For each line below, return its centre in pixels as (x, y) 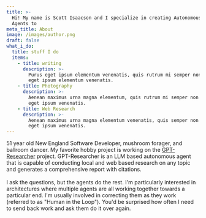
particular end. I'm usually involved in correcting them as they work (91, 195)
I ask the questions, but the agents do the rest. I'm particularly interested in (101, 182)
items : (20, 58)
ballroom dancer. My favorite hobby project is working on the (83, 150)
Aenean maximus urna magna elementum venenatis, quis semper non (114, 120)
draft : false (23, 40)
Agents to (24, 23)
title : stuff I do (36, 52)
